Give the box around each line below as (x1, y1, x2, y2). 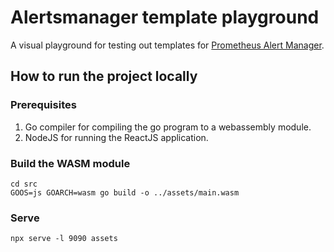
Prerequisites (10, 98, 77, 112)
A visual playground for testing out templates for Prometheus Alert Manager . (10, 39, 325, 51)
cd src (10, 179, 38, 189)
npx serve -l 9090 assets (10, 234, 118, 244)
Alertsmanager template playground (10, 6, 320, 29)
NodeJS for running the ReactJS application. (24, 131, 209, 143)
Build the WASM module (10, 156, 131, 170)
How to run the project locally (10, 68, 198, 85)
